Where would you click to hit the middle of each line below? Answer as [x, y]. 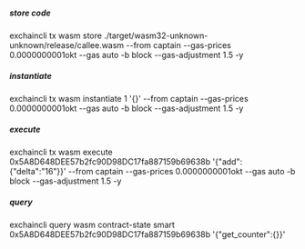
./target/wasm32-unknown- [156, 35]
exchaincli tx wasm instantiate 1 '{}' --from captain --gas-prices [129, 98]
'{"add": [228, 161]
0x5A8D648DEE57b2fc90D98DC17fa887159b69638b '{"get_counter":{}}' [147, 234]
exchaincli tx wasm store [56, 35]
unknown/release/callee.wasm [67, 45]
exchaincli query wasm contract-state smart [92, 224]
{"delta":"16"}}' [38, 171]
